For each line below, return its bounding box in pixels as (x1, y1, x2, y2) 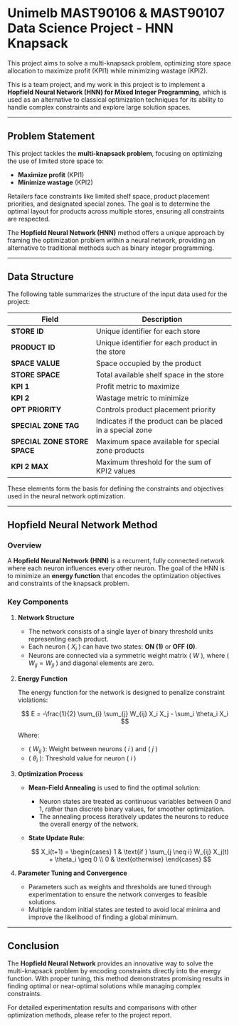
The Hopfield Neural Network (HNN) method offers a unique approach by (7, 228, 225, 236)
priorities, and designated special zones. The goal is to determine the (7, 199, 211, 208)
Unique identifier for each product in (95, 337, 218, 347)
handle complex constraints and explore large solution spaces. (7, 103, 191, 111)
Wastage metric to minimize (95, 393, 189, 403)
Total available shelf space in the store (95, 370, 224, 379)
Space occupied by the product (95, 358, 201, 368)
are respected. (7, 214, 51, 223)
